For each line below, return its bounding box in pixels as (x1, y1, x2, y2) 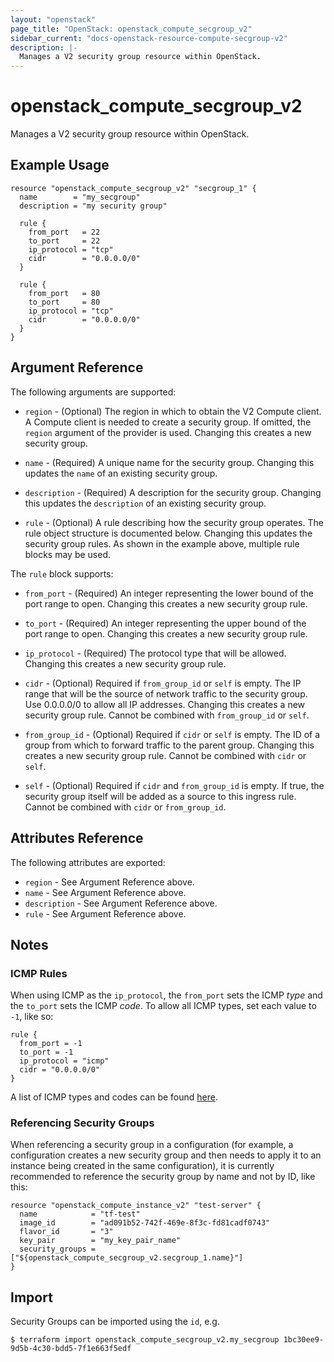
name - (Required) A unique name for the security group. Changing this (24, 456, 315, 468)
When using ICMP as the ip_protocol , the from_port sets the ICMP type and (10, 989, 323, 1001)
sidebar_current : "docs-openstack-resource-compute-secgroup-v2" (10, 33, 288, 43)
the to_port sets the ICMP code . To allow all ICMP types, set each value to (10, 1000, 317, 1012)
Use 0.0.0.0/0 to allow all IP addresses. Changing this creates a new (24, 698, 306, 710)
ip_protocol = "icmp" (19, 1056, 110, 1066)
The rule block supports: (10, 567, 114, 580)
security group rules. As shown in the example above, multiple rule (24, 537, 300, 550)
